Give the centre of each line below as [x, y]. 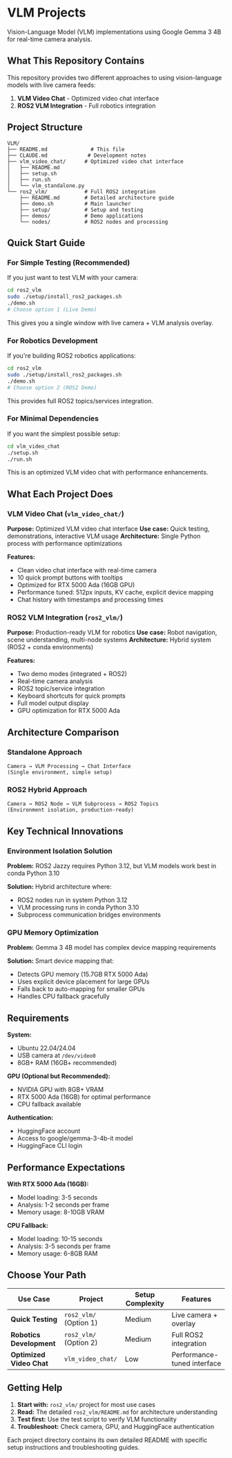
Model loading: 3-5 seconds [57, 1198]
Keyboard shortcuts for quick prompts [71, 696]
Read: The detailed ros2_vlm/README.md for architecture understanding [117, 1412]
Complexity [145, 1303]
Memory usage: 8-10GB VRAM [61, 1212]
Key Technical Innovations [65, 831]
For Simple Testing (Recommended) [69, 262]
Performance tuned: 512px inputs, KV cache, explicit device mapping [115, 593]
